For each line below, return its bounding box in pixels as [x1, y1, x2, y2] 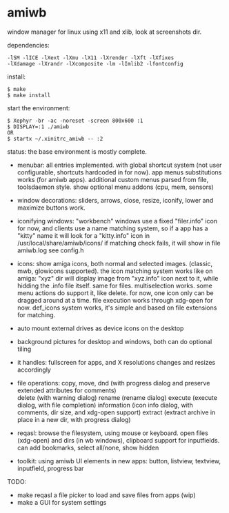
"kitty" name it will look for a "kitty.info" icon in [17, 231, 150, 239]
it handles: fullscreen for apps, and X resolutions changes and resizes [17, 358, 216, 366]
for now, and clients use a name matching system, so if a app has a [17, 224, 208, 232]
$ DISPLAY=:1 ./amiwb [7, 123, 70, 130]
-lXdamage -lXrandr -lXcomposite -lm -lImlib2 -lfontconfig [7, 60, 184, 67]
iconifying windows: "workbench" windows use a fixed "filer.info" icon [17, 217, 218, 225]
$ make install [7, 92, 51, 99]
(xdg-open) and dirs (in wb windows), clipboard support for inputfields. [17, 436, 220, 444]
